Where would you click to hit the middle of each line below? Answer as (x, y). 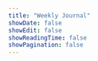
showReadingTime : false (48, 38)
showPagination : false (46, 45)
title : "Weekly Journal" (49, 15)
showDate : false (35, 23)
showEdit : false (35, 30)
